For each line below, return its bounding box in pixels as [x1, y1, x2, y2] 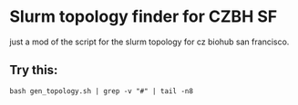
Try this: [9, 62, 58, 78]
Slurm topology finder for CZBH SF [9, 6, 278, 27]
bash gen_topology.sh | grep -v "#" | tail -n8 [9, 86, 194, 96]
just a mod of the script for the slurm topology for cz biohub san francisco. [9, 36, 290, 47]
